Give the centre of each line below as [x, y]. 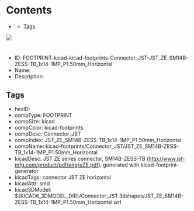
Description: [29, 77]
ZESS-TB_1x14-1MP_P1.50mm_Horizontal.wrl [68, 202]
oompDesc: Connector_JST [48, 134]
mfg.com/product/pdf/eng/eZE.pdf [56, 165]
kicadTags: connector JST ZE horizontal [63, 177]
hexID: [22, 109]
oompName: [30, 146]
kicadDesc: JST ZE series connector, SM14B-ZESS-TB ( [82, 158]
